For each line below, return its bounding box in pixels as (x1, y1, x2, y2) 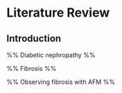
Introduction (6, 33, 62, 44)
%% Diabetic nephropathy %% (6, 51, 96, 59)
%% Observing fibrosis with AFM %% (6, 78, 116, 86)
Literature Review (6, 5, 110, 21)
